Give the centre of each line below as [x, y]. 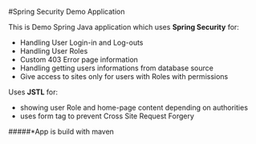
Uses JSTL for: [33, 92]
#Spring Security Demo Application [67, 12]
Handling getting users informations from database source [117, 68]
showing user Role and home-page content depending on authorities [134, 108]
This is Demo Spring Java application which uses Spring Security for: [124, 27]
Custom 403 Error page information [79, 60]
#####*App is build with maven [61, 132]
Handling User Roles [54, 51]
